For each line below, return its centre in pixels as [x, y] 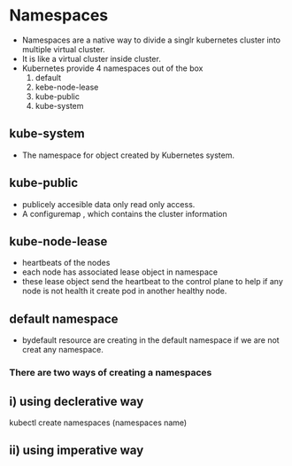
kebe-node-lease [67, 87]
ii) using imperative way [77, 450]
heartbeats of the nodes [66, 263]
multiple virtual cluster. [63, 49]
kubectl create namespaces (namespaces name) [98, 423]
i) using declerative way [77, 401]
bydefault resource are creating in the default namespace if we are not [151, 340]
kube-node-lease [58, 241]
